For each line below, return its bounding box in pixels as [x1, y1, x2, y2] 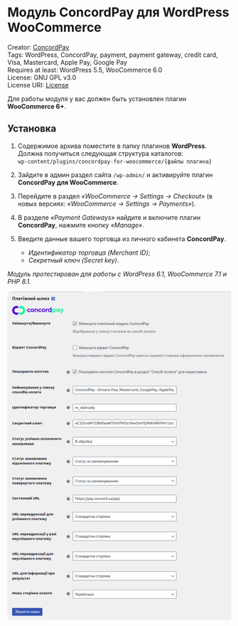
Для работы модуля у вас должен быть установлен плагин [7, 94, 187, 103]
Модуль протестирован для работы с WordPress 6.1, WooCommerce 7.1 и [7, 270, 227, 278]
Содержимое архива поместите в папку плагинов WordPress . [17, 142, 207, 150]
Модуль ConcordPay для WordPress [7, 4, 229, 21]
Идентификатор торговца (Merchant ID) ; [28, 248, 151, 257]
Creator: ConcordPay [7, 43, 70, 51]
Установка [7, 122, 57, 135]
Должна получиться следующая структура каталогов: [17, 149, 183, 157]
